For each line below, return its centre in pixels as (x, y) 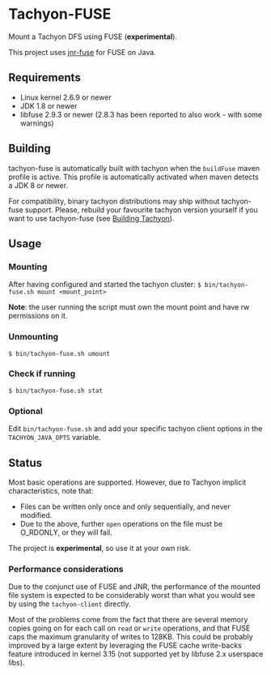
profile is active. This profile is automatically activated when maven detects (133, 177)
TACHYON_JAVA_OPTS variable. (55, 438)
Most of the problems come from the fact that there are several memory (128, 620)
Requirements (44, 78)
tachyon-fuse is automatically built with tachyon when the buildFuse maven (134, 168)
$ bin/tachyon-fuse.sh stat (56, 391)
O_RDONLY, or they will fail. (66, 532)
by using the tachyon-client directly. (70, 604)
